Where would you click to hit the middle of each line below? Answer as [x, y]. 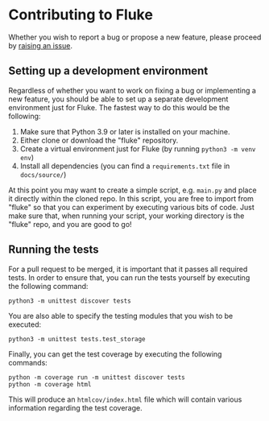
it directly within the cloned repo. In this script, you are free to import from [131, 198]
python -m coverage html [50, 384]
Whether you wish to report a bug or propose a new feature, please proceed [135, 37]
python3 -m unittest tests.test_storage [77, 339]
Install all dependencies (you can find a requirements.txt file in [125, 166]
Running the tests [54, 250]
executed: [25, 324]
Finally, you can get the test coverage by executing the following [115, 354]
